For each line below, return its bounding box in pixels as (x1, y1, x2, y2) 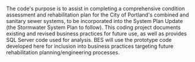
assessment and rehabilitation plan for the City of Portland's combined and (6, 11, 189, 18)
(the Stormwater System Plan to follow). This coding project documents (6, 24, 181, 31)
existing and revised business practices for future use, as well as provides (6, 30, 187, 37)
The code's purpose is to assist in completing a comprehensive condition (6, 5, 185, 12)
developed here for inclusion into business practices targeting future (6, 43, 174, 50)
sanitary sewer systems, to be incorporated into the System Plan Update (6, 18, 183, 24)
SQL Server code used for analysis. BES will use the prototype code (6, 37, 172, 43)
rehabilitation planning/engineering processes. (6, 49, 120, 56)
